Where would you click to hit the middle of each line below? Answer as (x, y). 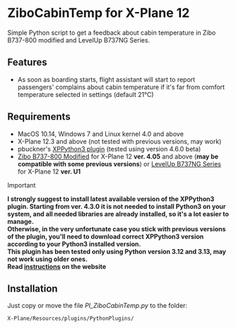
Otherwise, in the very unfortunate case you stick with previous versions (117, 229)
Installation (33, 288)
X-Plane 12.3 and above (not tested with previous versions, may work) (119, 141)
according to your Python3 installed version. (74, 244)
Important (22, 185)
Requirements (39, 117)
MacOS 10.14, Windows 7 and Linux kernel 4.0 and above (100, 134)
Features (27, 63)
